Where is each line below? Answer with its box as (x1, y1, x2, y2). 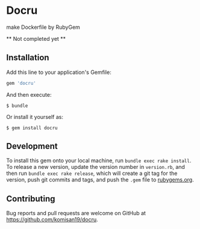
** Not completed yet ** (6, 35, 66, 42)
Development (6, 141, 58, 151)
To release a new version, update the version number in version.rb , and (6, 163, 186, 171)
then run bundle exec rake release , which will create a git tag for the (6, 169, 178, 177)
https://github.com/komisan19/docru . (6, 216, 98, 223)
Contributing (6, 194, 55, 204)
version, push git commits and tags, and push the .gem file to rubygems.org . (6, 176, 195, 183)
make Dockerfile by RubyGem (6, 23, 80, 31)
